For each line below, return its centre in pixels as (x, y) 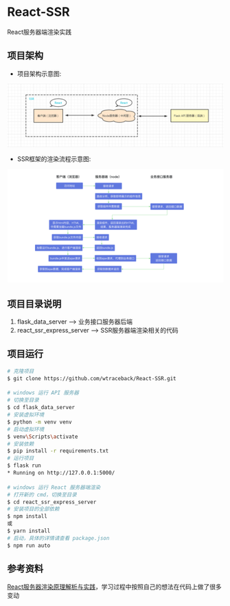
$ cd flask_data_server (41, 408)
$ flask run (24, 466)
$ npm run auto (29, 545)
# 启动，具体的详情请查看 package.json (58, 538)
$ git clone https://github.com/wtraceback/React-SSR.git (92, 378)
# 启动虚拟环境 (26, 429)
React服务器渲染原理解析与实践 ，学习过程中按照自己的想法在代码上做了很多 (114, 587)
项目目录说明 (34, 304)
